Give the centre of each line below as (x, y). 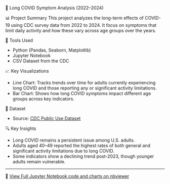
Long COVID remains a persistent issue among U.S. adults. (74, 140)
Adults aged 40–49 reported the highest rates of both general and (81, 146)
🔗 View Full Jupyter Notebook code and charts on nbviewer (67, 176)
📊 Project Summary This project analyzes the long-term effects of (75, 18)
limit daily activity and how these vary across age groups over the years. (81, 31)
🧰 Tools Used (19, 40)
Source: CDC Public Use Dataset (47, 118)
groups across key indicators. (44, 99)
